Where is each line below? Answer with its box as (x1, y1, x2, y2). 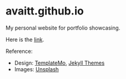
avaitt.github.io (5, 4, 84, 18)
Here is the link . (5, 36, 44, 43)
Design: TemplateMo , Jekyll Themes (14, 59, 105, 66)
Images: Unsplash (14, 65, 59, 73)
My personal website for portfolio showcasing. (5, 24, 121, 31)
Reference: (5, 47, 33, 55)
